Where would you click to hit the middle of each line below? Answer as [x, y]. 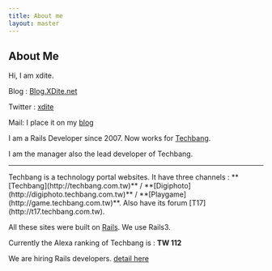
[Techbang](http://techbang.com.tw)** [73, 186]
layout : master [34, 23]
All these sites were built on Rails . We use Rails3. [90, 227]
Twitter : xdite [31, 107]
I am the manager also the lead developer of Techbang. [101, 154]
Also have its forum [155, 203]
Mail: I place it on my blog [51, 123]
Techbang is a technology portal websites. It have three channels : [119, 177]
